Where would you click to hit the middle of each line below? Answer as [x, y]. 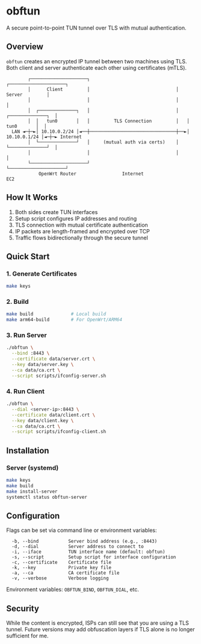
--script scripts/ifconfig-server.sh [59, 376]
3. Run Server [26, 335]
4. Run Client [26, 391]
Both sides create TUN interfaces [56, 212]
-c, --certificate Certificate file [62, 563]
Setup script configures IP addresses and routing [76, 218]
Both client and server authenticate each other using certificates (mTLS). [97, 68]
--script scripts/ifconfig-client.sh [59, 432]
